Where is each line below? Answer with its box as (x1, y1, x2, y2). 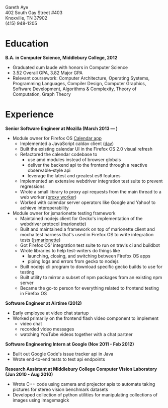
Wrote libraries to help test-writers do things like (20, 247, 120, 253)
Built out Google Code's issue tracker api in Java (12, 351, 114, 357)
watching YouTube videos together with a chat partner (20, 331, 133, 337)
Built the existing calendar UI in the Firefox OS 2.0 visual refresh (20, 146, 152, 152)
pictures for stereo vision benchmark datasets (12, 386, 108, 392)
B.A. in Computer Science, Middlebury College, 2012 (5, 54, 118, 60)
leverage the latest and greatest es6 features (27, 172, 121, 178)
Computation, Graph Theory (12, 91, 71, 97)
